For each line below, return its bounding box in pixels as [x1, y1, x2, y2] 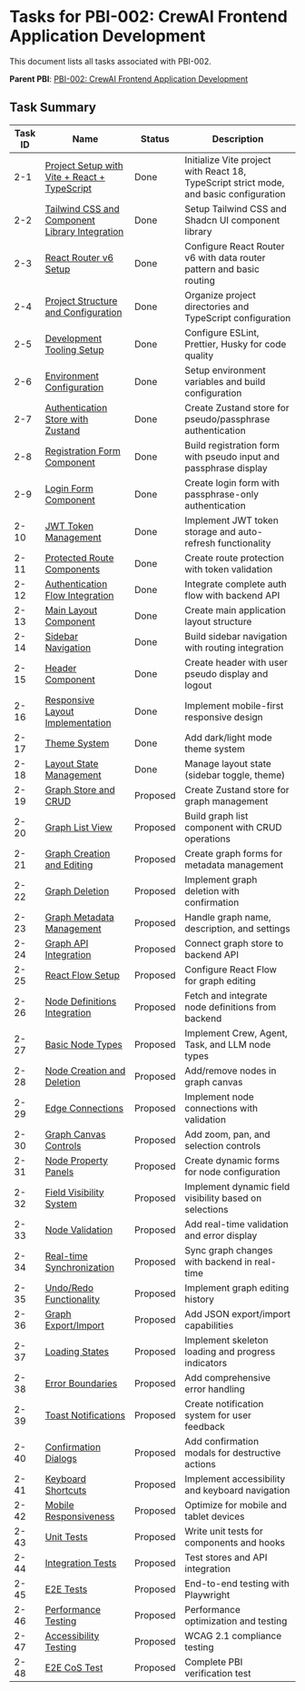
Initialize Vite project [184, 153, 271, 166]
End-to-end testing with [184, 1576, 290, 1589]
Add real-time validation [184, 1217, 289, 1230]
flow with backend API [184, 589, 280, 601]
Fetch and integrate [184, 989, 268, 1002]
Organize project [184, 288, 256, 301]
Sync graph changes [184, 1243, 273, 1256]
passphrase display [184, 461, 268, 474]
